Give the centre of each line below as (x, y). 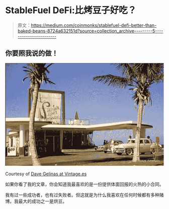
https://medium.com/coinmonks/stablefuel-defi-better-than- (94, 25)
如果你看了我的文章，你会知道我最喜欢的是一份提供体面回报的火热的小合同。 (84, 184)
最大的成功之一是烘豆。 (43, 201)
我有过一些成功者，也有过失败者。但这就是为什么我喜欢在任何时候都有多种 (82, 195)
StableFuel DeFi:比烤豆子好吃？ (71, 10)
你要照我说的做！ (32, 53)
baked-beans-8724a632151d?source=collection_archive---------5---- (90, 31)
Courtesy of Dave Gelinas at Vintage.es (46, 174)
